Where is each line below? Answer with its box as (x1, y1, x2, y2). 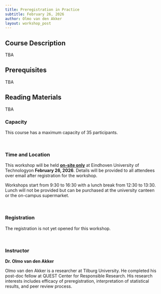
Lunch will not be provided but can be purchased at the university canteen (5, 187, 155, 193)
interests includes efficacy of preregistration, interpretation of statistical (5, 278, 149, 284)
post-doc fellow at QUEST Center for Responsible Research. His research (5, 272, 153, 279)
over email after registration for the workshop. (5, 173, 98, 179)
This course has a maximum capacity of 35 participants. (5, 129, 118, 135)
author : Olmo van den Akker (5, 16, 62, 21)
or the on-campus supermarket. (5, 193, 69, 199)
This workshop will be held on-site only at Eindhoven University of (5, 162, 140, 168)
